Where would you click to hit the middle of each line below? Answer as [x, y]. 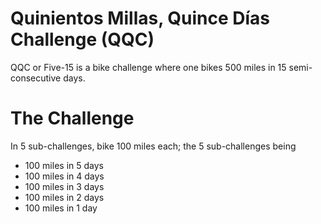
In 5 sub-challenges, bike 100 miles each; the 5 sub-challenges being [153, 146]
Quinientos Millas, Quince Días [140, 18]
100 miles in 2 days [64, 197]
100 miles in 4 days [64, 176]
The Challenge [72, 118]
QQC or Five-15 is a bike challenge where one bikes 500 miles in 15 [148, 67]
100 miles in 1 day [61, 208]
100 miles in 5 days [64, 165]
